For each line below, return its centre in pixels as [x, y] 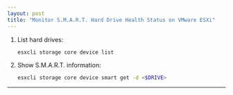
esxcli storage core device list [66, 52]
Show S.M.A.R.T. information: [59, 65]
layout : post [26, 13]
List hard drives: [40, 39]
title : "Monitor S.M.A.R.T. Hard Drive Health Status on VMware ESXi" [111, 20]
